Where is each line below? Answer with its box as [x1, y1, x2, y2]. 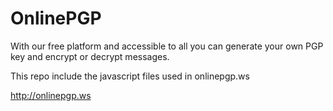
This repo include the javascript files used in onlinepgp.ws [10, 70, 250, 82]
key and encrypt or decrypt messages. [10, 50, 170, 62]
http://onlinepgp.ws [10, 89, 92, 101]
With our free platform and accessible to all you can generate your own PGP [10, 40, 324, 52]
